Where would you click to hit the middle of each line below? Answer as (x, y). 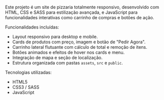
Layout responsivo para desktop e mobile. (55, 37)
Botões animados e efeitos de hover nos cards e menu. (68, 52)
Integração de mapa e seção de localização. (57, 58)
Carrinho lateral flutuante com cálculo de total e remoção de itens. (80, 47)
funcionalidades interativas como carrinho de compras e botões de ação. (80, 17)
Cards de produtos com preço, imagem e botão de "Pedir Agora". (79, 42)
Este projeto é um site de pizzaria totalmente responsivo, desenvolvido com (82, 7)
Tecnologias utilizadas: (28, 72)
